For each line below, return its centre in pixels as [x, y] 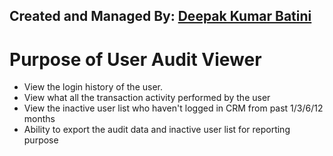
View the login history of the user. [93, 87]
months [39, 119]
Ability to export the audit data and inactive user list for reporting [157, 130]
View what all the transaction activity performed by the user [147, 98]
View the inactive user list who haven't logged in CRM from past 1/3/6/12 [173, 108]
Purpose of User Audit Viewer [135, 59]
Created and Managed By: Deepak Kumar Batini [160, 16]
